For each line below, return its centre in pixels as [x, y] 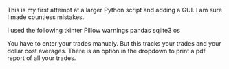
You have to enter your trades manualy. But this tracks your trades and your [114, 43]
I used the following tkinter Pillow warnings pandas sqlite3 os [94, 30]
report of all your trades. [42, 58]
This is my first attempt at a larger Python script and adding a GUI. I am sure [115, 10]
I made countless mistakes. [46, 17]
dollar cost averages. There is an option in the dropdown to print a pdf [107, 51]
